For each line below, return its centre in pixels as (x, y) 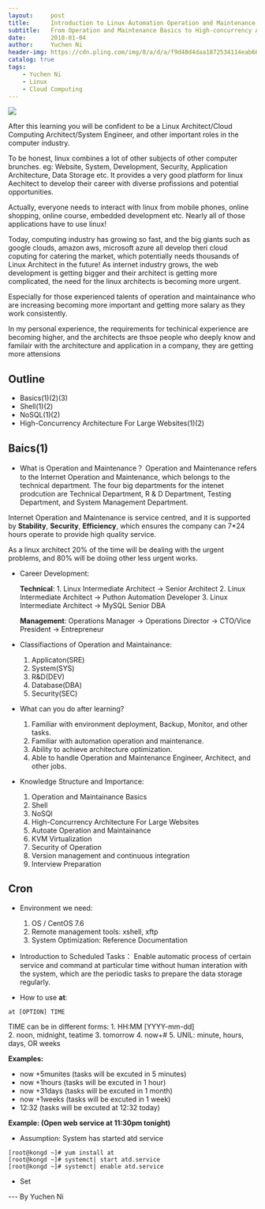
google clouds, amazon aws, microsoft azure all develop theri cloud (118, 248)
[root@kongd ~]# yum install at (61, 1152)
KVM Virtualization (62, 839)
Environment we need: (56, 908)
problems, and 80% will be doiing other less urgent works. (103, 558)
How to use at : (43, 997)
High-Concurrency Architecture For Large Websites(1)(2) (112, 423)
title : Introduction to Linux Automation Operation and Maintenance (132, 23)
